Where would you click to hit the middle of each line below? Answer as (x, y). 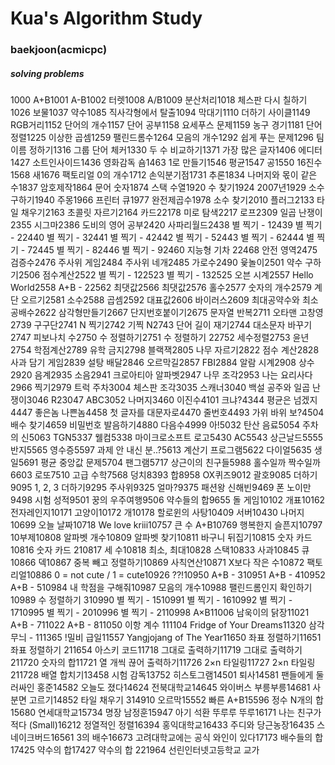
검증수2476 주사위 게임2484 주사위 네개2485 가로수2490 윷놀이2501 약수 (156, 263)
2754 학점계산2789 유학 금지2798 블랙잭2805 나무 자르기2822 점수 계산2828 (165, 350)
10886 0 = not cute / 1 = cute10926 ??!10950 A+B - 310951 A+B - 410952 (176, 575)
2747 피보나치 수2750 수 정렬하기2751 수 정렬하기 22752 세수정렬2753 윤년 (160, 338)
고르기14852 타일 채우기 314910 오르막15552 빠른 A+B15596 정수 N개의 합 (176, 700)
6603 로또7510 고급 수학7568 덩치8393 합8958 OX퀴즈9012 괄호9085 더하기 (164, 475)
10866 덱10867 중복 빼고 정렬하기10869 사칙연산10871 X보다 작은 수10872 (157, 563)
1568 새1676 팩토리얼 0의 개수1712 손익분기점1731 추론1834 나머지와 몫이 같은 (164, 175)
